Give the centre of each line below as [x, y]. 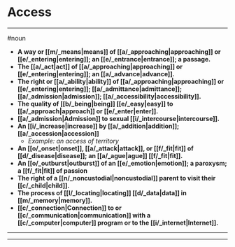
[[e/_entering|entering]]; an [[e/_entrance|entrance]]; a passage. [114, 59]
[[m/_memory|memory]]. [55, 200]
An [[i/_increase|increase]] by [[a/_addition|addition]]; [98, 126]
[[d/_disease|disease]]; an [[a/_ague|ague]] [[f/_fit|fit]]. [100, 155]
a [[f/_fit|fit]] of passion [52, 170]
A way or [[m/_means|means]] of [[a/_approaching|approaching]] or [119, 51]
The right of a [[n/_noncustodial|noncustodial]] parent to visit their [116, 178]
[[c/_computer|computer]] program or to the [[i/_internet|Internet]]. [118, 223]
